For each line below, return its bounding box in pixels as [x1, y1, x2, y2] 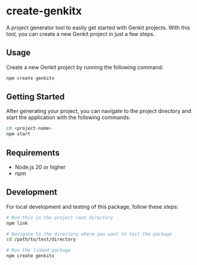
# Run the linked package [6, 247, 70, 254]
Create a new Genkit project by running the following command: [6, 63, 164, 71]
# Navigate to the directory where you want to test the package [6, 231, 172, 237]
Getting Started [6, 92, 65, 102]
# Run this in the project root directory [6, 214, 113, 221]
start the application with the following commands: [6, 114, 131, 121]
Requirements [6, 148, 60, 158]
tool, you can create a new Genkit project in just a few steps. [6, 30, 155, 37]
